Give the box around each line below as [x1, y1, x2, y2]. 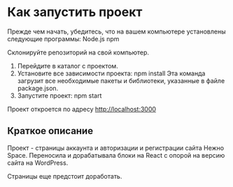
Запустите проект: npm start [17, 91, 102, 100]
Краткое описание [7, 125, 93, 137]
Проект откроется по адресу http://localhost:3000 [7, 105, 156, 113]
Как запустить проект [7, 4, 143, 20]
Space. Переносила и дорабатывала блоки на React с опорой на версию [7, 151, 225, 159]
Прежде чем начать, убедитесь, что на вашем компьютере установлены [7, 27, 226, 36]
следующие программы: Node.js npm [7, 34, 120, 43]
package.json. [17, 84, 59, 92]
